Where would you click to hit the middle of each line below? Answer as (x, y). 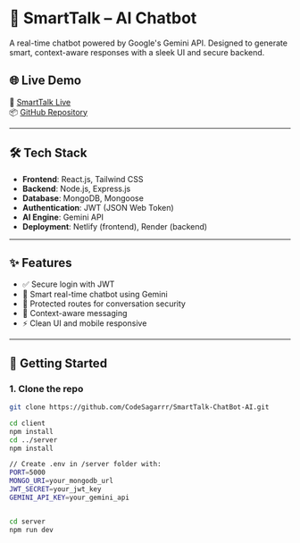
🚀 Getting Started (58, 363)
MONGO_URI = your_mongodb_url (62, 481)
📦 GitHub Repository (48, 112)
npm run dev (31, 530)
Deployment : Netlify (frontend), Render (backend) (115, 226)
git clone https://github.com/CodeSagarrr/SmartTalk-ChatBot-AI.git (139, 407)
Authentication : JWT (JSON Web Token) (98, 207)
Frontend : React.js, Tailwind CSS (83, 179)
